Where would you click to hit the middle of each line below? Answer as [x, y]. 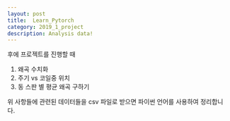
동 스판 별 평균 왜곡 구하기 [53, 87]
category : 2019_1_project [45, 27]
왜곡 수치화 [33, 69]
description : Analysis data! [50, 33]
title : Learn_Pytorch [41, 20]
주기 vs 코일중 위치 [44, 78]
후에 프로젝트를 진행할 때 [41, 54]
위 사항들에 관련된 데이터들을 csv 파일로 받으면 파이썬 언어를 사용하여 [103, 102]
